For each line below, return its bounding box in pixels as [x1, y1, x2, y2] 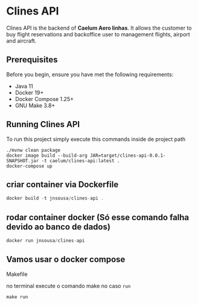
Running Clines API [6, 119, 80, 130]
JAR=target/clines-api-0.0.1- [89, 152, 166, 159]
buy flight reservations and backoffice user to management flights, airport [6, 30, 190, 38]
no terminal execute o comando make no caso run [6, 282, 131, 289]
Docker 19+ [14, 89, 44, 96]
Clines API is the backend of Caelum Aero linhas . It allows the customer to [6, 24, 192, 31]
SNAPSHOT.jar [6, 157, 39, 164]
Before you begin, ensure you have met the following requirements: [6, 71, 174, 78]
